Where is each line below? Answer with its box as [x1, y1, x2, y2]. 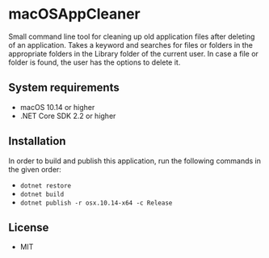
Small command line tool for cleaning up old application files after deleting [8, 32, 255, 41]
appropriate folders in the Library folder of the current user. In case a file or [8, 49, 258, 58]
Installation [8, 134, 66, 148]
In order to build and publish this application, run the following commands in [8, 155, 261, 166]
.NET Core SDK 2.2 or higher [19, 111, 116, 121]
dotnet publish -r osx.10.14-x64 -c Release [19, 199, 173, 207]
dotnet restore [19, 181, 72, 190]
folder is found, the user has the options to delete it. [8, 57, 181, 67]
